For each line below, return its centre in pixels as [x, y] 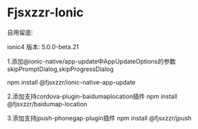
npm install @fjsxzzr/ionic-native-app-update [71, 82]
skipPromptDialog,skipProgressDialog [61, 69]
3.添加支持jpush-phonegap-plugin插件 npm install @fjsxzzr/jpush [99, 118]
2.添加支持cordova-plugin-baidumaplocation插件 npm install [92, 96]
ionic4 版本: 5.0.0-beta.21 [43, 46]
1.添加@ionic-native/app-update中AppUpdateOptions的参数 [91, 61]
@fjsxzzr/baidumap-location [47, 104]
